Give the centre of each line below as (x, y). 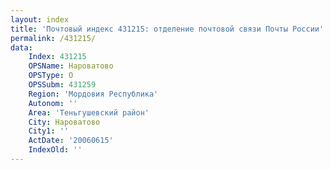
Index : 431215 (57, 57)
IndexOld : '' (55, 150)
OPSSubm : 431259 (62, 85)
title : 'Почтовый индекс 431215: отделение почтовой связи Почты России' (167, 29)
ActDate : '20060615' (71, 141)
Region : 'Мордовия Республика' (93, 94)
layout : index (40, 19)
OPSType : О (51, 76)
